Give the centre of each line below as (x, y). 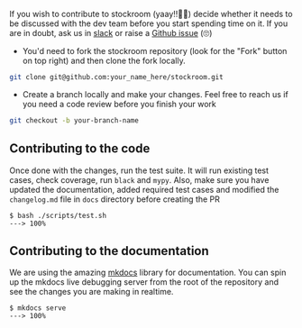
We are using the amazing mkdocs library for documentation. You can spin (148, 273)
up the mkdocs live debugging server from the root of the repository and (144, 282)
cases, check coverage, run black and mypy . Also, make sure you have (139, 179)
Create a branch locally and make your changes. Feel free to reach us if (155, 94)
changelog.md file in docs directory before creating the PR (115, 199)
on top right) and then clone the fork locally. (104, 60)
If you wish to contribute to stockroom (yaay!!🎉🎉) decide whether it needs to (151, 14)
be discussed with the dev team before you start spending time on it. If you (149, 23)
